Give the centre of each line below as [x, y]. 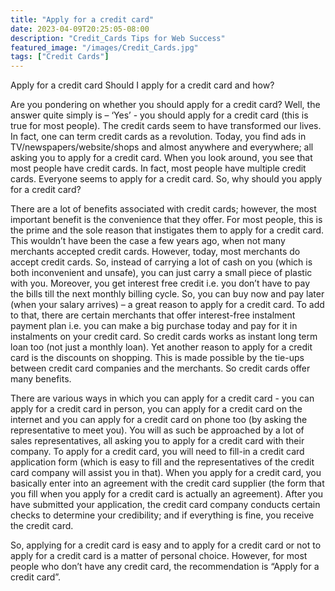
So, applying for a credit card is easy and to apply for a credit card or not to [166, 545]
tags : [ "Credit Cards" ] [60, 57]
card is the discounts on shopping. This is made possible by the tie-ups [157, 358]
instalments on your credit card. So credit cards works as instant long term [164, 337]
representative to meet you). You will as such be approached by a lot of [157, 430]
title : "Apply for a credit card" [82, 19]
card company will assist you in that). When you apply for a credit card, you [166, 473]
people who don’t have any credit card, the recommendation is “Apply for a [165, 567]
